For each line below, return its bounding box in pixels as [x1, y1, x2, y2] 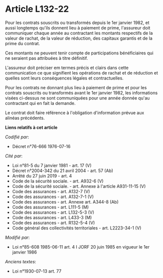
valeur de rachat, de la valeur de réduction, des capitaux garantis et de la [5, 35, 153, 41]
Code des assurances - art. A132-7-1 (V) [12, 194, 94, 200]
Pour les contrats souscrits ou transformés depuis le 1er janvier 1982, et [5, 20, 150, 25]
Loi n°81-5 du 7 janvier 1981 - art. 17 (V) [12, 162, 92, 168]
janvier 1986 [12, 249, 37, 255]
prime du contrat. [5, 40, 40, 46]
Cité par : [5, 153, 23, 159]
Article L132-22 [5, 3, 70, 15]
